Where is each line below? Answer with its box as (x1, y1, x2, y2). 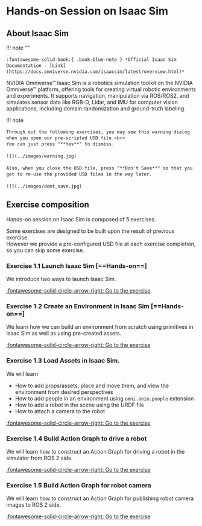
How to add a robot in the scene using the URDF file (14, 401, 145, 408)
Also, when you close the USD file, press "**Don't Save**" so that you (6, 165, 193, 171)
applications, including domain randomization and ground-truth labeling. (6, 105, 186, 112)
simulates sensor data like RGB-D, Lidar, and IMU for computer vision (6, 98, 178, 106)
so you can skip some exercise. (6, 246, 84, 254)
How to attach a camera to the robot (14, 407, 106, 414)
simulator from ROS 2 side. (6, 454, 74, 461)
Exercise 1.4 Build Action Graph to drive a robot (6, 434, 147, 443)
